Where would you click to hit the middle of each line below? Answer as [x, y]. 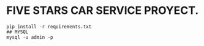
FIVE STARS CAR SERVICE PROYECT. [103, 11]
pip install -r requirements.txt [49, 27]
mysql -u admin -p [30, 37]
